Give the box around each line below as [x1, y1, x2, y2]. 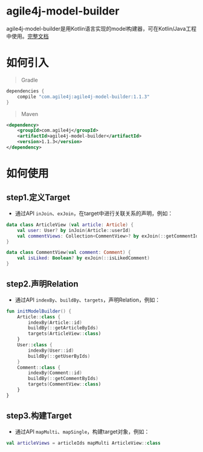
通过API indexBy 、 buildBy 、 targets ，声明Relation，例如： [14, 296, 161, 303]
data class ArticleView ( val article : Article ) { [6, 222, 134, 228]
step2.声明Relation [6, 279, 79, 289]
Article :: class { [17, 314, 61, 320]
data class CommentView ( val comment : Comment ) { [6, 250, 131, 256]
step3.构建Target [6, 411, 72, 421]
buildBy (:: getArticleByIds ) [28, 325, 98, 331]
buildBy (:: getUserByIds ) [28, 353, 91, 359]
